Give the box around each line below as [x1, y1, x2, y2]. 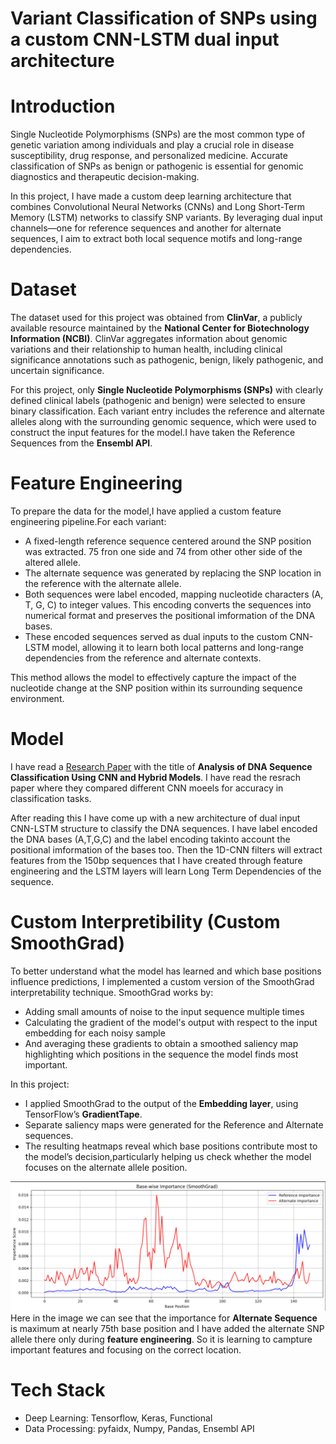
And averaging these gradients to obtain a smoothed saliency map [24, 1037, 299, 1049]
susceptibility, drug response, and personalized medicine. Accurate [10, 150, 288, 162]
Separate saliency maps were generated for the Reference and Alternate [24, 1118, 324, 1131]
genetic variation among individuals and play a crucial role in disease [10, 139, 295, 151]
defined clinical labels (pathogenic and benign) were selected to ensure [10, 395, 306, 407]
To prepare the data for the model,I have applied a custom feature [10, 505, 282, 517]
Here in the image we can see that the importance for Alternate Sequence [10, 1312, 318, 1324]
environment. [10, 693, 65, 704]
